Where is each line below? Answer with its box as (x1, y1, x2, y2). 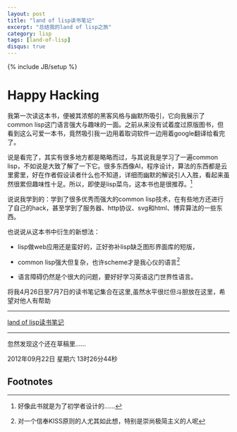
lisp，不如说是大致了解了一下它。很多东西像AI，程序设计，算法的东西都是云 (7, 162, 228, 170)
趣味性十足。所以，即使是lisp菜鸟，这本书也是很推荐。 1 (31, 178, 193, 188)
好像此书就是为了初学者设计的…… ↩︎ (17, 402, 123, 410)
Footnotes (7, 376, 53, 388)
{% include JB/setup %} (7, 63, 78, 71)
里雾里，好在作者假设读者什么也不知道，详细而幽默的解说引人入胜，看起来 (7, 170, 224, 179)
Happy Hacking (7, 88, 100, 103)
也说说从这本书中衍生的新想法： (7, 227, 100, 236)
